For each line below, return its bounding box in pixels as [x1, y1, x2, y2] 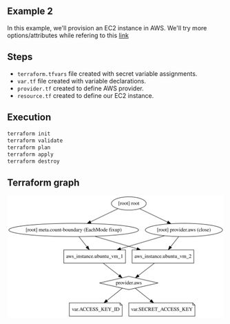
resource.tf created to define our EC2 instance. [17, 91, 154, 99]
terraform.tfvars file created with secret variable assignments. [17, 69, 198, 78]
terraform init [7, 130, 51, 137]
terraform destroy [7, 158, 60, 165]
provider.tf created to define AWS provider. [17, 84, 144, 92]
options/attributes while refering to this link [7, 31, 129, 39]
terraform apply [7, 151, 54, 158]
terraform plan [7, 144, 51, 151]
